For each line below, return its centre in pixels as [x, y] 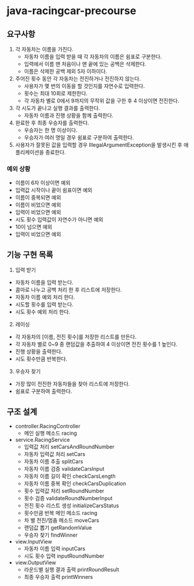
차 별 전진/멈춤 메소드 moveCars [61, 520]
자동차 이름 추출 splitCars [53, 461]
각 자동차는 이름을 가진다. [44, 49]
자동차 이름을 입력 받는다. [44, 282]
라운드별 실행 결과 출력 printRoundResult [71, 570]
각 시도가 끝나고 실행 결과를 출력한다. [58, 108]
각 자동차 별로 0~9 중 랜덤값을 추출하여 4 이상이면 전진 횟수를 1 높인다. [96, 344]
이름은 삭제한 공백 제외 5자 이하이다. [66, 71]
